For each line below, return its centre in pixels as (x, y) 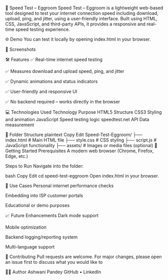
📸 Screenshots (21, 49)
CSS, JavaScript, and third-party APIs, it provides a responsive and (75, 24)
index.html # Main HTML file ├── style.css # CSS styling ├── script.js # (81, 140)
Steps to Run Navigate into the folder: (44, 166)
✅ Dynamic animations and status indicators (52, 81)
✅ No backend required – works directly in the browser (63, 102)
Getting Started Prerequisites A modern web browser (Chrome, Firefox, (79, 151)
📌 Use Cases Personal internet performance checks (60, 186)
